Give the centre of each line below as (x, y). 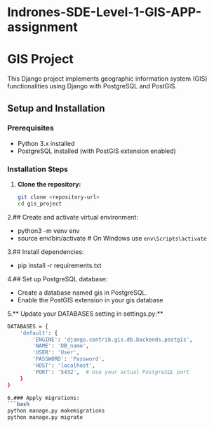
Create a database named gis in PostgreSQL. (82, 293)
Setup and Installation (56, 108)
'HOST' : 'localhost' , (64, 366)
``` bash (19, 404)
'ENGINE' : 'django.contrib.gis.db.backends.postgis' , (113, 340)
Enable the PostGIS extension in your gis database (90, 300)
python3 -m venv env (48, 230)
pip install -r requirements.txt (59, 265)
